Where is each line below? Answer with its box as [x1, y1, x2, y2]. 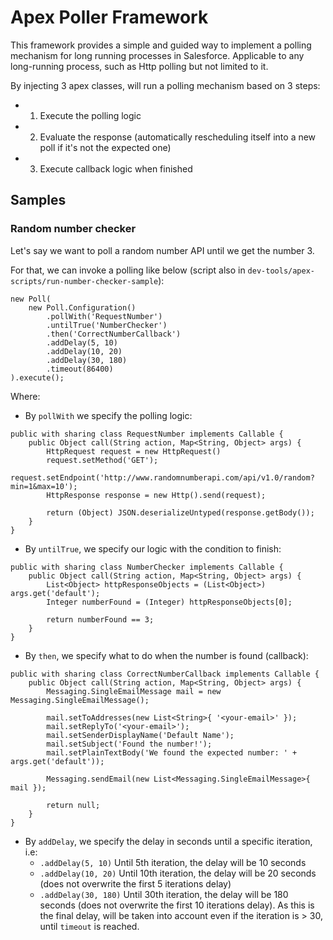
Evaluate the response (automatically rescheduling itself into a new [39, 131, 317, 143]
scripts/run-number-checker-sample [10, 276, 159, 286]
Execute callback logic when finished [39, 162, 193, 175]
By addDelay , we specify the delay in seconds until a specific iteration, [24, 835, 313, 847]
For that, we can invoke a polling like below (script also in [10, 264, 246, 276]
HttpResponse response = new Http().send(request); [46, 490, 267, 500]
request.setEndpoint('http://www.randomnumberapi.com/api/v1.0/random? [10, 472, 315, 483]
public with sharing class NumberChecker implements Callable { [10, 562, 284, 572]
